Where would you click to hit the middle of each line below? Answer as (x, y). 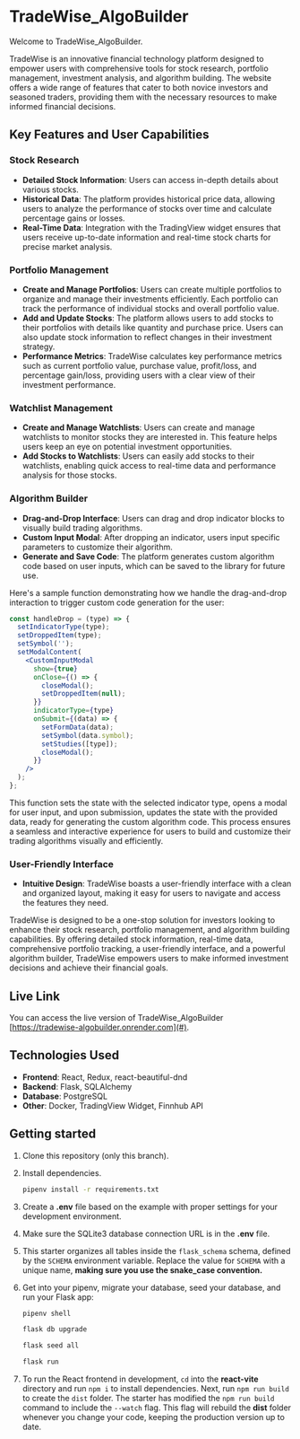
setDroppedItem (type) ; (60, 636)
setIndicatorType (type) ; (64, 627)
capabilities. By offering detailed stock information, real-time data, (131, 939)
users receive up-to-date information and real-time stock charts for (146, 237)
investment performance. (69, 384)
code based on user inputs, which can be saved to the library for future (154, 566)
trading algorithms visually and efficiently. (86, 840)
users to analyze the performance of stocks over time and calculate (147, 208)
